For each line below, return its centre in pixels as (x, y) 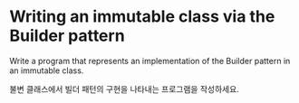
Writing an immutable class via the (142, 17)
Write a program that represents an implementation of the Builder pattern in (150, 61)
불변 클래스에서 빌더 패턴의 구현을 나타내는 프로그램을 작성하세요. (125, 89)
